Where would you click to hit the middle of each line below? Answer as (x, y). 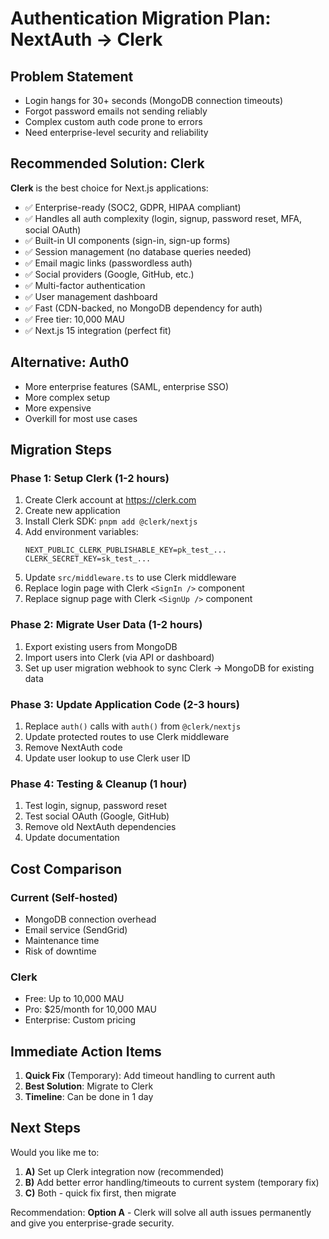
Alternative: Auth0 (70, 362)
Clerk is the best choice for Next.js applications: (109, 188)
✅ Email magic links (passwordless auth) (108, 263)
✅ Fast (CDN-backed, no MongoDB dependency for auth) (143, 308)
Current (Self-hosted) (64, 897)
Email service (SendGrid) (76, 929)
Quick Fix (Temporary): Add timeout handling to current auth (150, 1075)
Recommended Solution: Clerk (107, 163)
